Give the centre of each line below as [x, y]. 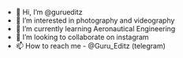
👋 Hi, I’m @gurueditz [49, 12]
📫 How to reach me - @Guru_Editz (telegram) [90, 46]
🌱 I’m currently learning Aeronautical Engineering [95, 29]
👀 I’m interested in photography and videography [95, 20]
